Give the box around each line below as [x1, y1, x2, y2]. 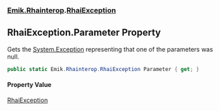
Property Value [7, 81, 52, 89]
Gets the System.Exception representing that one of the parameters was [7, 45, 213, 53]
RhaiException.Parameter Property [7, 27, 161, 39]
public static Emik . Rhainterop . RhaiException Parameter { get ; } [7, 65, 199, 72]
